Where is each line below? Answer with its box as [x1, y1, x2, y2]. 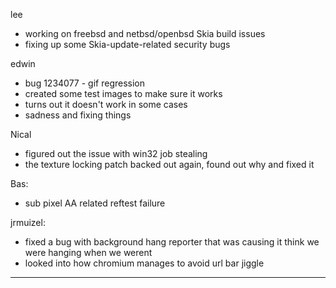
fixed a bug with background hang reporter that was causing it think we [24, 236, 320, 248]
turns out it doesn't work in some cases [24, 99, 188, 110]
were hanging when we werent [24, 247, 153, 258]
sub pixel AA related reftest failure [24, 197, 166, 209]
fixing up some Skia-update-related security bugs [24, 39, 231, 50]
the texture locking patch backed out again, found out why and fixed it [24, 159, 315, 170]
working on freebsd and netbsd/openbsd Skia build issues [24, 28, 266, 39]
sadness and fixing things [24, 109, 132, 121]
